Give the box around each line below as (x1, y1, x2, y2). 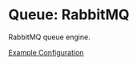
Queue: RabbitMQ (8, 6, 130, 24)
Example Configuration (8, 47, 84, 57)
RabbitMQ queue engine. (8, 32, 91, 42)
